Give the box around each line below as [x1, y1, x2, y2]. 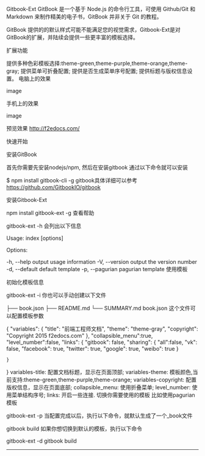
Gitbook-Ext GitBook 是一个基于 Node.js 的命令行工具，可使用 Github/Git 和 [6, 6, 196, 12]
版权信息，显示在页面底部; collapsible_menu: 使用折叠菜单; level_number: [6, 384, 191, 391]
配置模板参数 [11, 312, 44, 320]
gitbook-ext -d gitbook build [6, 437, 77, 444]
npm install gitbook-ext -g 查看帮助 [6, 209, 95, 216]
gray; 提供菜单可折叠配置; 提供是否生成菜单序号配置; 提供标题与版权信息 [6, 67, 187, 75]
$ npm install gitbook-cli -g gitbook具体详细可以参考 [6, 177, 137, 184]
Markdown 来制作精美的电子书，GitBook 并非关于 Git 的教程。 [6, 13, 163, 20]
